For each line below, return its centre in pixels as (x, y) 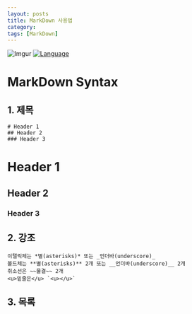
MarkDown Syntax (63, 82)
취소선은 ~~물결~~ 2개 (35, 271)
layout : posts (28, 14)
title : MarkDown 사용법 (40, 21)
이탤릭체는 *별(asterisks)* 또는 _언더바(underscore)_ (82, 256)
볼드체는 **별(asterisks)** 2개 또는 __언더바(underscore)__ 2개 (96, 263)
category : (22, 27)
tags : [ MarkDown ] (33, 34)
